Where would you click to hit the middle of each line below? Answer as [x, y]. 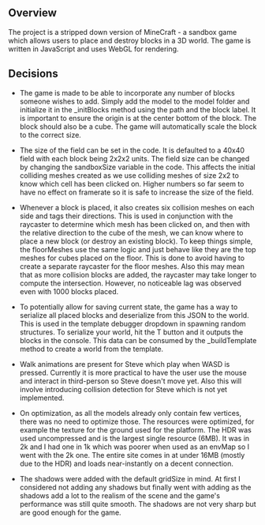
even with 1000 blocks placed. [69, 291]
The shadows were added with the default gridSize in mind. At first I [130, 478]
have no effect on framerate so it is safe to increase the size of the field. [136, 192]
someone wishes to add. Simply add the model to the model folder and [134, 101]
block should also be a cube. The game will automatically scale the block [138, 127]
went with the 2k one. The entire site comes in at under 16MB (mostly [132, 455]
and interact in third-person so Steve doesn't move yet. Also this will [131, 381]
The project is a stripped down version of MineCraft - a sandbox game [123, 32]
